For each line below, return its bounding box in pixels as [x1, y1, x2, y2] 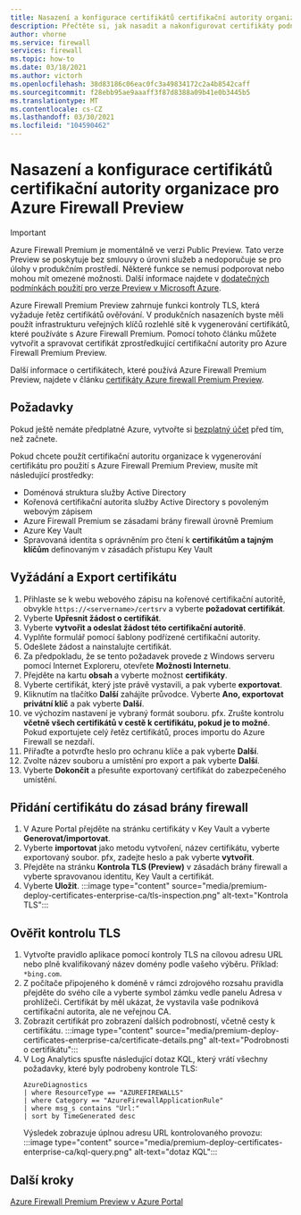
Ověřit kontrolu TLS [10, 925, 121, 941]
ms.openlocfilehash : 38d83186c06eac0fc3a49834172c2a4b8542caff [10, 80, 251, 89]
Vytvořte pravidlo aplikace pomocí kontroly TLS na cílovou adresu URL [22, 949, 284, 960]
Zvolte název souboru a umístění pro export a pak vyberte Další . [22, 755, 260, 765]
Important [10, 227, 46, 238]
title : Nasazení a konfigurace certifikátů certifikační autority [10, 13, 263, 22]
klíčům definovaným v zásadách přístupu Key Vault [22, 544, 213, 554]
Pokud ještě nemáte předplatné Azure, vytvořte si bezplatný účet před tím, [10, 424, 284, 435]
